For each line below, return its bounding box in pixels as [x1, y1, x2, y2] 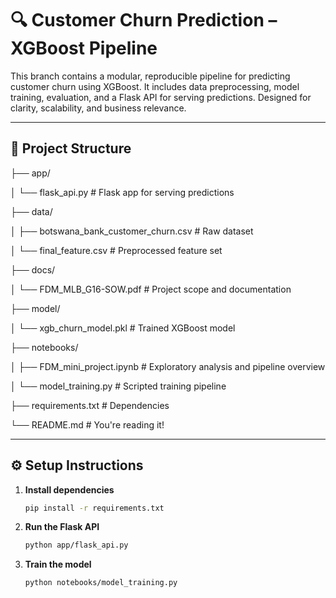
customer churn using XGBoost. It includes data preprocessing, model [10, 80, 300, 92]
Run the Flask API [24, 521, 100, 533]
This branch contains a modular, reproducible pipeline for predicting [10, 70, 291, 82]
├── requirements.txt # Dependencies [10, 399, 170, 411]
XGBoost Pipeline [10, 37, 158, 60]
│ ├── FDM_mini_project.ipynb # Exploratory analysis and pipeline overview [10, 360, 326, 372]
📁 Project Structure [10, 140, 132, 157]
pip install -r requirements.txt [24, 503, 165, 513]
